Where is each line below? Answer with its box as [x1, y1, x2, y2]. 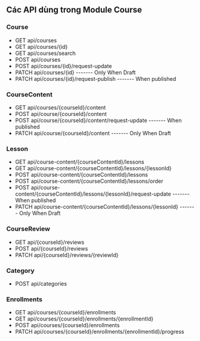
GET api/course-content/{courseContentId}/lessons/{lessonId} [15, 165, 172, 172]
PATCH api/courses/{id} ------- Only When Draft [15, 69, 136, 76]
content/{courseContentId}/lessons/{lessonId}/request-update [15, 190, 171, 198]
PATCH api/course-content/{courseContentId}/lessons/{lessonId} [15, 203, 179, 211]
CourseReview [6, 225, 50, 233]
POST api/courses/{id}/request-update [15, 62, 112, 69]
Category [6, 266, 35, 275]
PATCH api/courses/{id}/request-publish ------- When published [15, 75, 176, 82]
